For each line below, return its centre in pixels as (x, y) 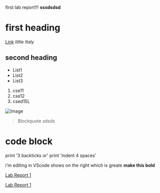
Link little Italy (20, 42)
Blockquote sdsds (36, 121)
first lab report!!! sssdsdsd (33, 7)
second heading (31, 58)
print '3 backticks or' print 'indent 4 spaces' (51, 155)
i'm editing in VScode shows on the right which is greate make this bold (80, 165)
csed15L (21, 101)
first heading (33, 28)
